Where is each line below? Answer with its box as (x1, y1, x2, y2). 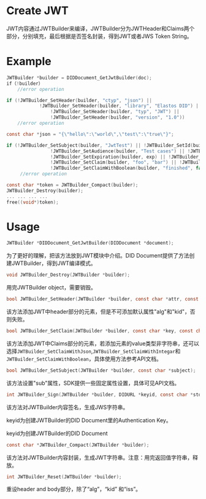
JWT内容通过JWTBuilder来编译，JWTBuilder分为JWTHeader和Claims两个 (6, 25, 195, 32)
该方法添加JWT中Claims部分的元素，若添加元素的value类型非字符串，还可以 (6, 339, 199, 347)
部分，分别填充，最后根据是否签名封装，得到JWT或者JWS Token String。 (6, 32, 193, 40)
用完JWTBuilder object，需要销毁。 (6, 284, 97, 291)
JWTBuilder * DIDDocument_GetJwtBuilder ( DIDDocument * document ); (6, 240, 174, 246)
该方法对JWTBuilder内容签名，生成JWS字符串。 (6, 403, 129, 411)
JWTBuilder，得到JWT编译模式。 (11, 259, 96, 267)
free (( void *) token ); (6, 199, 59, 205)
